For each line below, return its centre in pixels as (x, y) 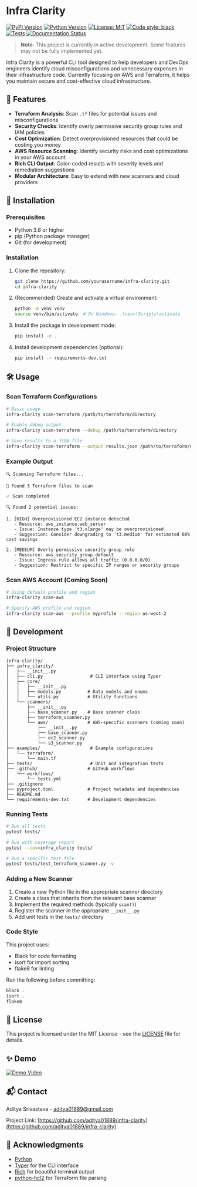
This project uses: (28, 944)
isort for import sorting (42, 962)
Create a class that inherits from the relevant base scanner (85, 898)
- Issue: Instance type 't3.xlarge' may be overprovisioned (89, 529)
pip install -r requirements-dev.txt (61, 358)
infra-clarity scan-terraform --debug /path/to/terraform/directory (91, 430)
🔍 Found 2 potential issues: (43, 508)
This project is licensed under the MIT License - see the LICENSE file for (93, 1034)
